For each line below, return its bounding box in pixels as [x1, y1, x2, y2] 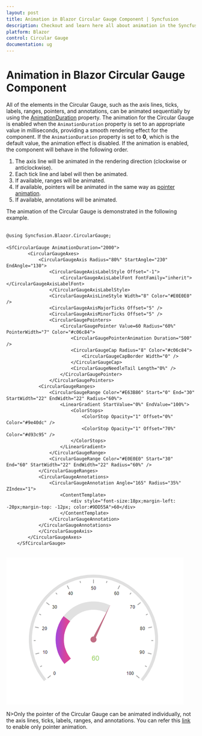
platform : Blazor [6, 29, 50, 35]
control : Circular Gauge [6, 35, 69, 42]
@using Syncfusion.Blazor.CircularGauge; [6, 232, 112, 238]
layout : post [6, 10, 39, 16]
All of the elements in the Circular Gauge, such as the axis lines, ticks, [6, 101, 179, 108]
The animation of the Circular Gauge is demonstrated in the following [6, 208, 177, 215]
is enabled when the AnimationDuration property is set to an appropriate [6, 120, 185, 127]
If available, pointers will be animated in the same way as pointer [14, 183, 176, 190]
